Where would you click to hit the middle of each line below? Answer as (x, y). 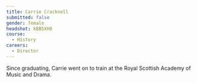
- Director (25, 51)
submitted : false (28, 17)
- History (24, 40)
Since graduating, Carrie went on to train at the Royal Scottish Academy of (98, 68)
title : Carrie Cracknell (37, 12)
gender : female (25, 23)
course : (16, 34)
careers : (17, 46)
